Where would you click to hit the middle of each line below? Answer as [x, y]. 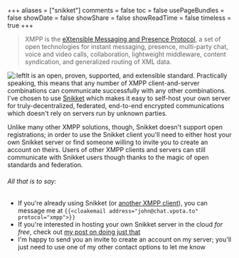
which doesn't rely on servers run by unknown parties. [87, 113]
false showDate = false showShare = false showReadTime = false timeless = [119, 18]
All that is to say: [32, 181]
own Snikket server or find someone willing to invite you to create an [108, 142]
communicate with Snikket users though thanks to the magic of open [108, 157]
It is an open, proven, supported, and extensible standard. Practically [126, 75]
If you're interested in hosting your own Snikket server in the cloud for [120, 225]
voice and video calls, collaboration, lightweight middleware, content [125, 54]
